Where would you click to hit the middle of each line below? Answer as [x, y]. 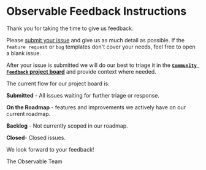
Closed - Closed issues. [36, 137]
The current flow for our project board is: [58, 83]
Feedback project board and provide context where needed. [81, 71]
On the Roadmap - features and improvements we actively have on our [96, 107]
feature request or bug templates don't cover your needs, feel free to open [101, 47]
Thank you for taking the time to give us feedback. [70, 28]
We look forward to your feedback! [50, 149]
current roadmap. [29, 114]
